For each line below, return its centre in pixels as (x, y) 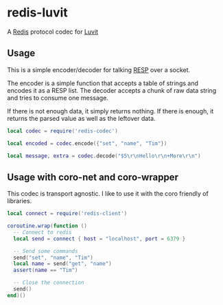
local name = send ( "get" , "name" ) (62, 264)
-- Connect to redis (43, 232)
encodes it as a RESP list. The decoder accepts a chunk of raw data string (112, 90)
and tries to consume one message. (58, 98)
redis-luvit (38, 13)
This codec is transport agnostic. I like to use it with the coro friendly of (108, 194)
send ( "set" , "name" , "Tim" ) (54, 258)
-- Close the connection (49, 283)
